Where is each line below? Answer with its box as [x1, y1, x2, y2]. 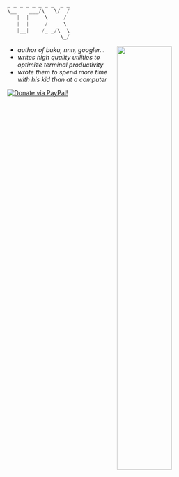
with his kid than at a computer [17, 75, 107, 84]
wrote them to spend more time [17, 68, 108, 76]
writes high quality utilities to [17, 54, 100, 62]
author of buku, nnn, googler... [17, 46, 106, 54]
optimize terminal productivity [17, 60, 104, 69]
